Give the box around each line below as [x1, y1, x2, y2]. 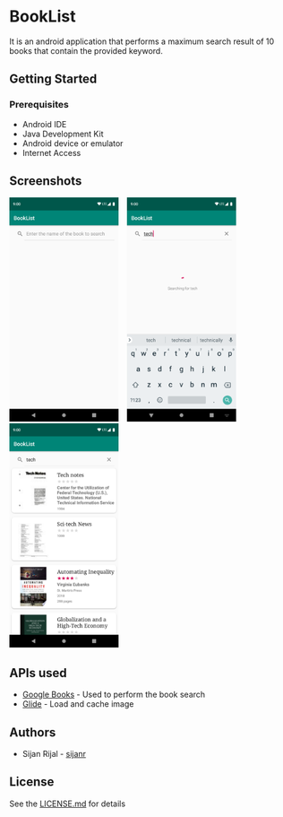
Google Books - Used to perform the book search [21, 689, 206, 700]
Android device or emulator [21, 137, 124, 149]
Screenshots [9, 173, 82, 189]
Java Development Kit [21, 128, 104, 139]
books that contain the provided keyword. [9, 45, 163, 56]
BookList [9, 6, 76, 27]
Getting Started [9, 72, 98, 87]
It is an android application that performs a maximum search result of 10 [9, 36, 275, 47]
